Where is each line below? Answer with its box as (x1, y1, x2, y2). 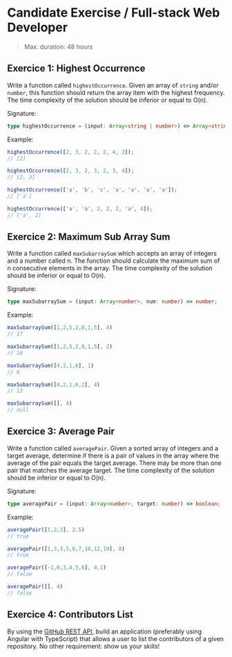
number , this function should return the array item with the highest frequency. (7, 88, 225, 96)
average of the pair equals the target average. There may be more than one (7, 459, 222, 467)
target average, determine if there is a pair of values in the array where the (7, 451, 220, 459)
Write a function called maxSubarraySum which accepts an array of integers (7, 249, 217, 258)
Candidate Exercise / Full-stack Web (7, 5, 220, 21)
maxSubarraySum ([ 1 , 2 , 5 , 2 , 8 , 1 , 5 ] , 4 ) (7, 324, 113, 331)
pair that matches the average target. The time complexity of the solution (7, 466, 215, 474)
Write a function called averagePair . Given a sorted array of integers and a (7, 444, 219, 452)
